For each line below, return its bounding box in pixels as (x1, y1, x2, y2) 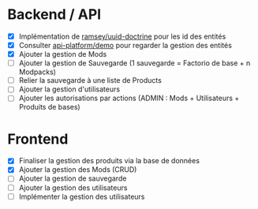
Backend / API (7, 6, 102, 24)
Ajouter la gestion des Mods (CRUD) (18, 165, 137, 174)
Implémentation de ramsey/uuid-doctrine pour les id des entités (18, 32, 226, 41)
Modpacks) (18, 67, 57, 77)
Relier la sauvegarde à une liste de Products (18, 76, 163, 85)
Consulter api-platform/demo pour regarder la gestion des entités (18, 41, 232, 50)
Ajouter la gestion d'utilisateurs (18, 84, 120, 94)
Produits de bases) (18, 103, 80, 112)
